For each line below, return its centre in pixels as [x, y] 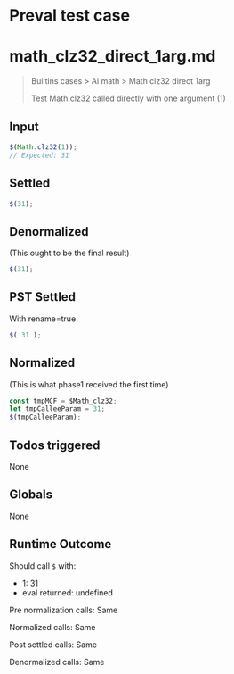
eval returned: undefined [68, 592]
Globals [31, 495]
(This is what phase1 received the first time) [89, 384]
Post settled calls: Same [53, 645]
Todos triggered [55, 445]
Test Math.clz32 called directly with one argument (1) [129, 98]
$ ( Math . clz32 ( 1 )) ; [43, 147]
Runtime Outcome [61, 544]
